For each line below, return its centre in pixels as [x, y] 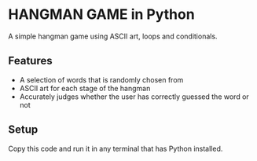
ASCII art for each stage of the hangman [85, 88]
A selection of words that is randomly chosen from [101, 79]
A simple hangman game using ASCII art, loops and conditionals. [113, 36]
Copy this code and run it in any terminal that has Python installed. [116, 148]
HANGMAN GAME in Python [101, 15]
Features [30, 61]
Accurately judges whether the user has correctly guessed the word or [134, 97]
